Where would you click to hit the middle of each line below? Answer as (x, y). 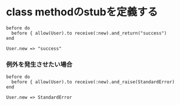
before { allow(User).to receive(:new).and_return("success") (89, 33)
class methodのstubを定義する (82, 12)
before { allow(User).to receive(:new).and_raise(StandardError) (93, 82)
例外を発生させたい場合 (39, 64)
